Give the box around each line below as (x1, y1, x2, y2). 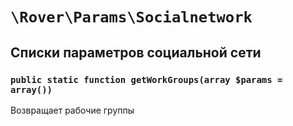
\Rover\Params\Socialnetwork (10, 8, 253, 27)
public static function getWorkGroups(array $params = (10, 74, 283, 85)
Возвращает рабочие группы (10, 104, 135, 116)
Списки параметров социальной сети (10, 44, 262, 61)
